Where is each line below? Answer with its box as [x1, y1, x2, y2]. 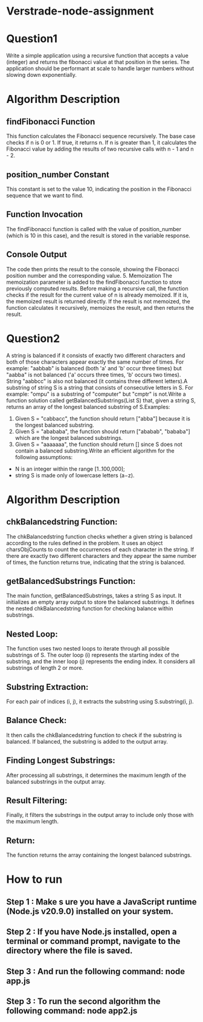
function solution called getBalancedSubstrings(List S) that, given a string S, [6, 396, 196, 404]
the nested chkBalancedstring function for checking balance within [6, 605, 173, 612]
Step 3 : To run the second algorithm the [6, 996, 161, 1006]
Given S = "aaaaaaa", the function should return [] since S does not [14, 441, 182, 448]
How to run [6, 873, 63, 886]
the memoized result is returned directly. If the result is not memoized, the [6, 298, 190, 305]
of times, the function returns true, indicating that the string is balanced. [6, 558, 185, 566]
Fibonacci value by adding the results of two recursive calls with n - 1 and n [6, 145, 194, 152]
